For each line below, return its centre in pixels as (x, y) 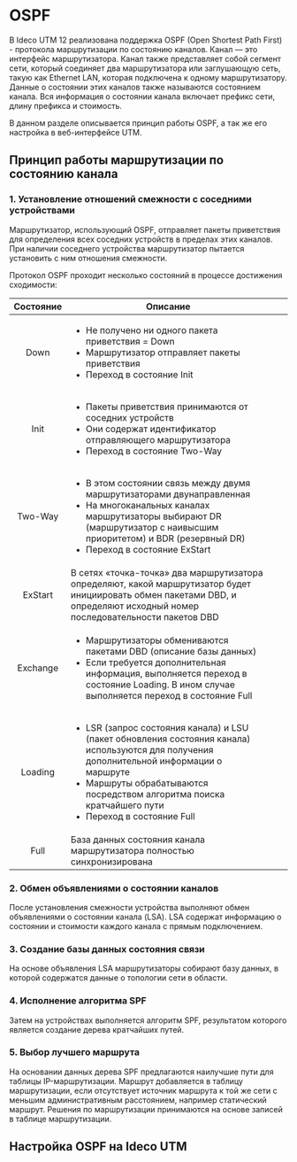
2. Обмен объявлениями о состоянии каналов (114, 888)
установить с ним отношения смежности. (88, 258)
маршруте (107, 771)
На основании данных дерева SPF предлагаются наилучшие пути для (141, 1072)
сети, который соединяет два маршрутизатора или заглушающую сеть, (145, 68)
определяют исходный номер (135, 606)
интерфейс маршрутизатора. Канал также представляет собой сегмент (145, 58)
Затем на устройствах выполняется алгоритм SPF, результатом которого (148, 1020)
